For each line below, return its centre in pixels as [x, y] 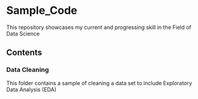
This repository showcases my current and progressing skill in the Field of [99, 27]
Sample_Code [42, 11]
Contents [24, 53]
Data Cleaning [28, 70]
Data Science [23, 33]
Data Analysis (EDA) [31, 89]
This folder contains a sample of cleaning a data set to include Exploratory [99, 83]
